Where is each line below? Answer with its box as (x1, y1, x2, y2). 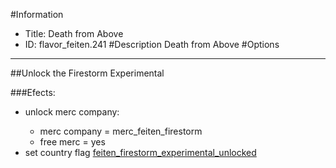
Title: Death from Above (24, 28, 124, 39)
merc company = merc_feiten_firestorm (39, 125, 203, 137)
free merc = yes (39, 136, 106, 148)
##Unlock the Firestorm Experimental (10, 67, 165, 79)
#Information (10, 9, 64, 20)
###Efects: (10, 87, 56, 98)
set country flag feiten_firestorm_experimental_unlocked (24, 147, 257, 158)
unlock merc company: (24, 106, 120, 118)
